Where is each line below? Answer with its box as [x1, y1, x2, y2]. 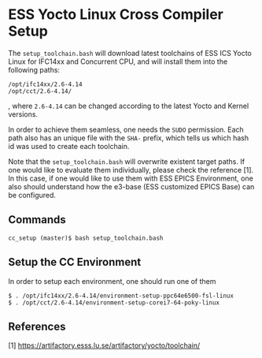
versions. [8, 109, 38, 119]
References [8, 319, 66, 333]
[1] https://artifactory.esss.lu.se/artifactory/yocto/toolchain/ [8, 341, 201, 350]
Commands [8, 213, 67, 226]
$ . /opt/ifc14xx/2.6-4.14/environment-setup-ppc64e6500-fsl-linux [8, 292, 234, 300]
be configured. [8, 190, 57, 200]
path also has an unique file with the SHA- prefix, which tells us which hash [8, 132, 249, 143]
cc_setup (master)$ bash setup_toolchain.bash [8, 234, 164, 242]
